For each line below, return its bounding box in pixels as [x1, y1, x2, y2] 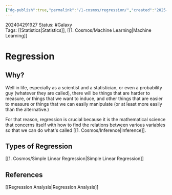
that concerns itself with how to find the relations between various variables [5, 122, 165, 128]
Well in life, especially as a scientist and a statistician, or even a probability [5, 84, 162, 90]
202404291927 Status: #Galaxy [5, 22, 73, 28]
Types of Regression [5, 142, 73, 151]
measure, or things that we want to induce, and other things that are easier [5, 95, 163, 102]
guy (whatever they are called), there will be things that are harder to [5, 90, 150, 96]
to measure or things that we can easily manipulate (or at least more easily [5, 101, 162, 107]
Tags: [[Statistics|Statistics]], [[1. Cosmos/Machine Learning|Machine [5, 27, 152, 33]
